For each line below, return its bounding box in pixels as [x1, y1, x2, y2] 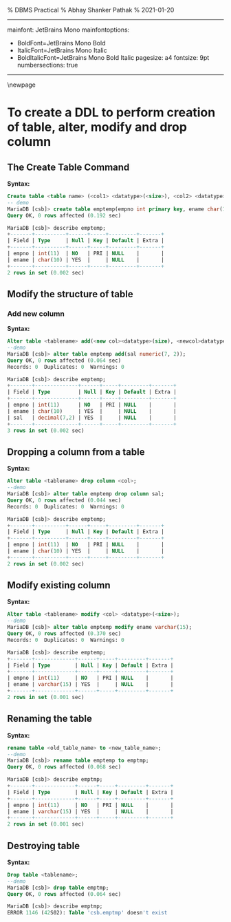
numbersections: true [16, 61, 78, 69]
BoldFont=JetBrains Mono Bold [16, 39, 106, 47]
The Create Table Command [7, 161, 130, 173]
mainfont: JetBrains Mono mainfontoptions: [7, 25, 130, 34]
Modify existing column [7, 579, 111, 591]
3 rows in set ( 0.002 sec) [7, 427, 85, 434]
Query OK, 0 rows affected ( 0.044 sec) [7, 497, 122, 504]
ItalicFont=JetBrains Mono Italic [16, 46, 108, 54]
